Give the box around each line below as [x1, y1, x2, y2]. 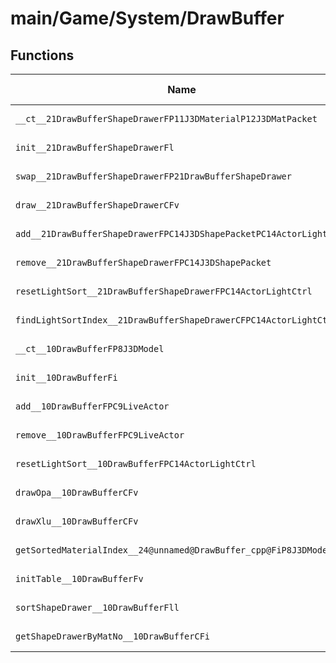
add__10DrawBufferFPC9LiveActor [15, 401, 170, 412]
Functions [10, 47, 75, 64]
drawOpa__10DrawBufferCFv [15, 487, 139, 498]
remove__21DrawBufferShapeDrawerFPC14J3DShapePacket [15, 257, 272, 268]
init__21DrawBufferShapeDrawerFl [15, 142, 175, 153]
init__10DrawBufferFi [15, 372, 118, 383]
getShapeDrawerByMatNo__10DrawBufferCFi [15, 631, 210, 642]
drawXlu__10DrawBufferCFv [15, 516, 139, 527]
